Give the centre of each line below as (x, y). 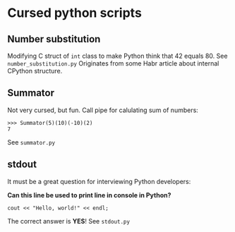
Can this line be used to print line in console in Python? (89, 195)
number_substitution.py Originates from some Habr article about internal (113, 63)
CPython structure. (35, 71)
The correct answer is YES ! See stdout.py (69, 221)
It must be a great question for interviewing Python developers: (99, 181)
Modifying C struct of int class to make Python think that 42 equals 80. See (117, 56)
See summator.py (31, 142)
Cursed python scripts (75, 13)
